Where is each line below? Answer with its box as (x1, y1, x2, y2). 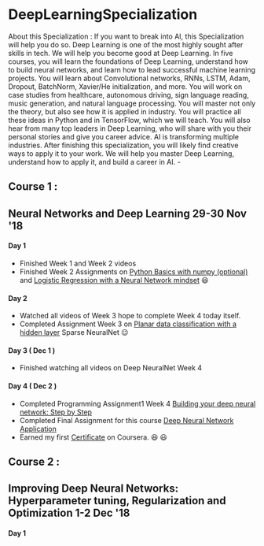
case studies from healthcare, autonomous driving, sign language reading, (8, 90, 249, 99)
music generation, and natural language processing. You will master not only (8, 98, 256, 108)
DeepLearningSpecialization (8, 6, 198, 24)
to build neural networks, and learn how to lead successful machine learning (8, 65, 256, 74)
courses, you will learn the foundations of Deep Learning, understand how (8, 57, 249, 66)
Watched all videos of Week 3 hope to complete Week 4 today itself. (19, 311, 241, 321)
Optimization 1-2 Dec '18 (8, 507, 130, 520)
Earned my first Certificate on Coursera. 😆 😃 (19, 432, 167, 442)
